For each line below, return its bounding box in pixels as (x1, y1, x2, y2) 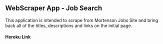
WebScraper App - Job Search (5, 4, 102, 12)
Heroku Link (5, 34, 31, 40)
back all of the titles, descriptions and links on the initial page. (5, 22, 132, 28)
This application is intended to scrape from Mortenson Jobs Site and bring (5, 17, 158, 23)
